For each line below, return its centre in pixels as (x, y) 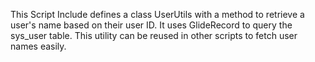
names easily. (38, 46)
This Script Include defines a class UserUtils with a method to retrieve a (157, 14)
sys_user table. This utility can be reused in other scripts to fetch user (154, 35)
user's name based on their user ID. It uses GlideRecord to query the (151, 25)
